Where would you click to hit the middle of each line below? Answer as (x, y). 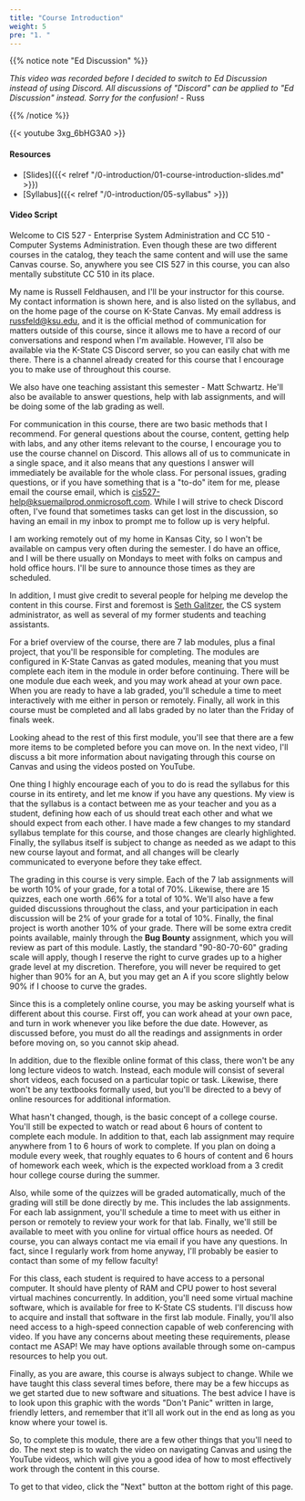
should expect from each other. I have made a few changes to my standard (150, 823)
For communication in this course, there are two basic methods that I (138, 424)
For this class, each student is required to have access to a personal (137, 1278)
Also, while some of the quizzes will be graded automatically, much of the (147, 1192)
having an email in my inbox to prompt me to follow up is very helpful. (140, 520)
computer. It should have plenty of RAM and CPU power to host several (143, 1287)
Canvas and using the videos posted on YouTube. (102, 766)
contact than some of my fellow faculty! (84, 1260)
